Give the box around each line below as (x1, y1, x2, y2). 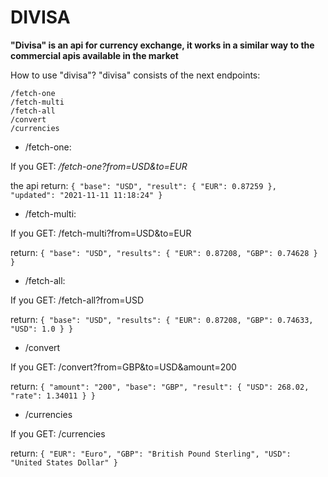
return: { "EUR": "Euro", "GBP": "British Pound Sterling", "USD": (10, 447, 292, 459)
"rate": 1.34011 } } (10, 391, 97, 401)
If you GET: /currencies (10, 427, 106, 440)
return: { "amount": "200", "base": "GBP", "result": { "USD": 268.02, (10, 380, 310, 392)
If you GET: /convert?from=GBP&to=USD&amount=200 (10, 361, 237, 373)
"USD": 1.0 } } (10, 324, 74, 334)
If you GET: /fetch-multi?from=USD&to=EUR (10, 227, 192, 239)
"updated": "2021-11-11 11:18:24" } (10, 190, 163, 200)
